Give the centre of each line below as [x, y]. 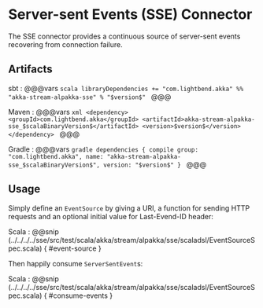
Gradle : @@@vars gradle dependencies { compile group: [104, 149]
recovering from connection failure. [66, 44]
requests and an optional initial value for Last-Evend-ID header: [111, 216]
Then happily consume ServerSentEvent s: [76, 263]
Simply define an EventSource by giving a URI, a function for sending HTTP [129, 208]
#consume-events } [81, 295]
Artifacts [30, 70]
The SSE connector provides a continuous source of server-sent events [124, 36]
